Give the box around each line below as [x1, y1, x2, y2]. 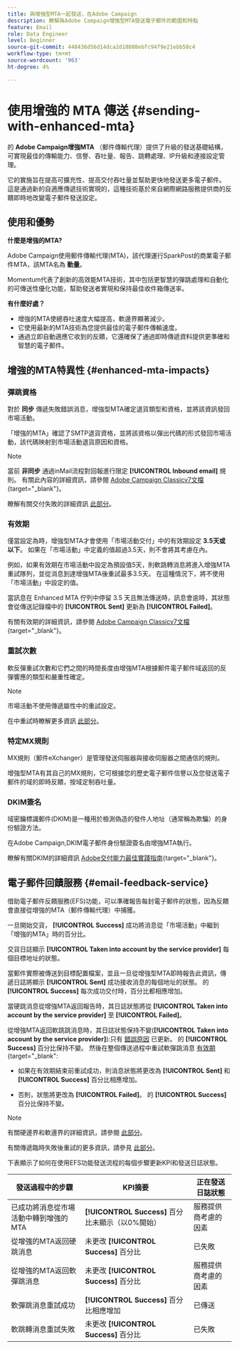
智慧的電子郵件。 [17, 341, 68, 350]
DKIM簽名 [7, 797, 42, 807]
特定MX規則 [7, 736, 49, 746]
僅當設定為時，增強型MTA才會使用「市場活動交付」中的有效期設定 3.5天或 [7, 537, 226, 545]
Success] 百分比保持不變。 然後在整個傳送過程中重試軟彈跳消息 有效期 [7, 1044, 216, 1052]
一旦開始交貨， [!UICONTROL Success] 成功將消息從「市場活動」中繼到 [7, 921, 220, 930]
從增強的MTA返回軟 [11, 1266, 77, 1276]
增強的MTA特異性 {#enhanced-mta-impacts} [7, 364, 210, 376]
